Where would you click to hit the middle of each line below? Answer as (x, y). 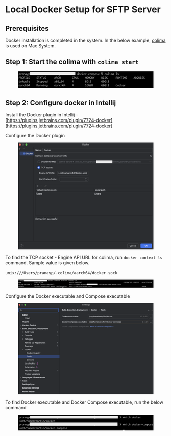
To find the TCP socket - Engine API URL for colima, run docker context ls (84, 257)
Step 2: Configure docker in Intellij (61, 102)
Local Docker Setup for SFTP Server (83, 9)
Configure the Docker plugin (35, 136)
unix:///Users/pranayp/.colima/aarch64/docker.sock (61, 273)
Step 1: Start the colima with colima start (72, 62)
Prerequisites (27, 28)
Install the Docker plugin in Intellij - (42, 115)
